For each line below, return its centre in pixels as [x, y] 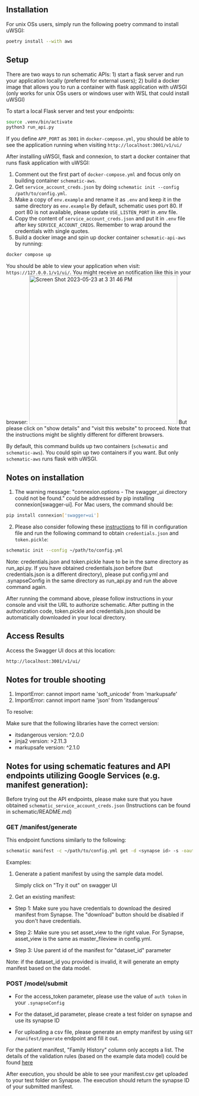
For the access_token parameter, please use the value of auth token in [101, 996]
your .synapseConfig [40, 1003]
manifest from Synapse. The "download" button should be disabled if [99, 915]
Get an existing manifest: [45, 897]
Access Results [36, 636]
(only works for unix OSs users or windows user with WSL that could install [98, 93]
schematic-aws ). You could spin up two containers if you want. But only [92, 453]
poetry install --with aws [39, 41]
